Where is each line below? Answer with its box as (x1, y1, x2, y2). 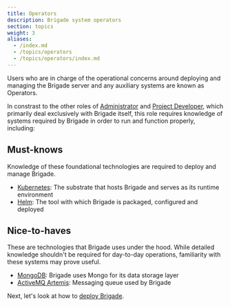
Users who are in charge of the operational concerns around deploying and (7, 74, 221, 82)
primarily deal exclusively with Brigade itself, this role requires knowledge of (7, 109, 223, 117)
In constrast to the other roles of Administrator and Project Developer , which (7, 101, 224, 110)
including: (7, 123, 36, 132)
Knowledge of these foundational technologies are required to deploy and (7, 162, 217, 170)
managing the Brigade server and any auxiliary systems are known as (7, 81, 205, 90)
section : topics (7, 23, 54, 30)
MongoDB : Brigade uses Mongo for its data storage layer (17, 271, 179, 279)
